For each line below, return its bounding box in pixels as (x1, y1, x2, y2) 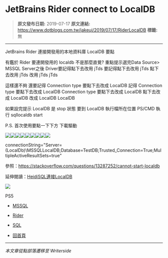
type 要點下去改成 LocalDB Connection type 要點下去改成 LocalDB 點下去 (5, 89, 156, 95)
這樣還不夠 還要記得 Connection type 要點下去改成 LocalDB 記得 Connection (5, 82, 162, 88)
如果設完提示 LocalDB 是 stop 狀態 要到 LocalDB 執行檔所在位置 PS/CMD (5, 105, 155, 111)
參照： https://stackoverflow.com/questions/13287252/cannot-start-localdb (5, 163, 160, 169)
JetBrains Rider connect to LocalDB (5, 4, 155, 15)
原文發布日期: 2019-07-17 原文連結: (17, 21, 90, 27)
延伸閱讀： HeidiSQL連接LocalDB (5, 173, 72, 179)
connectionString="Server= (5, 142, 62, 148)
